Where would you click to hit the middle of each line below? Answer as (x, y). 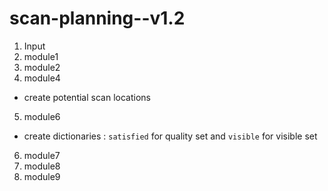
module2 (42, 67)
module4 (42, 78)
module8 (42, 166)
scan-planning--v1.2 (97, 18)
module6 (42, 116)
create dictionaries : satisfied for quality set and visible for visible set (170, 136)
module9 (42, 176)
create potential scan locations (87, 97)
